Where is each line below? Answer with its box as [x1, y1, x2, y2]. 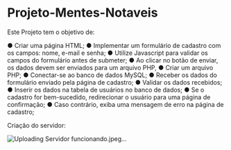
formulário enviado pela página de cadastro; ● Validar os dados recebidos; [7, 78, 223, 86]
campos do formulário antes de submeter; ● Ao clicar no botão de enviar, [7, 56, 219, 64]
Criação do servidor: [7, 121, 66, 129]
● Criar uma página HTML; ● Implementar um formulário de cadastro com [7, 41, 221, 49]
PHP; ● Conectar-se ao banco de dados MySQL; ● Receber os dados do [7, 71, 217, 79]
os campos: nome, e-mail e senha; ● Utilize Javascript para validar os [7, 49, 208, 57]
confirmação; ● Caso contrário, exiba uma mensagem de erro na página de [7, 100, 224, 108]
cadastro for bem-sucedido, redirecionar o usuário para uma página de [7, 92, 211, 101]
